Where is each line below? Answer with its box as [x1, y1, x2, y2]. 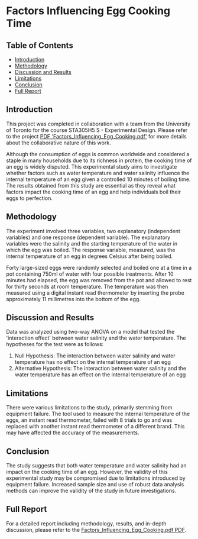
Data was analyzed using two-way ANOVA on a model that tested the [6, 328, 175, 335]
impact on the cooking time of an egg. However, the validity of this [6, 469, 168, 476]
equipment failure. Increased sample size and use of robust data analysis [6, 481, 184, 488]
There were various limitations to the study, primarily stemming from [6, 404, 173, 411]
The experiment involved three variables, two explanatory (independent [6, 227, 180, 234]
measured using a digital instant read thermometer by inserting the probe [6, 289, 184, 296]
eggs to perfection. [6, 194, 53, 202]
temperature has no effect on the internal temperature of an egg [14, 359, 171, 366]
